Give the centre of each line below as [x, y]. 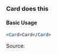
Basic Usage [21, 23]
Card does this [27, 9]
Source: [16, 46]
